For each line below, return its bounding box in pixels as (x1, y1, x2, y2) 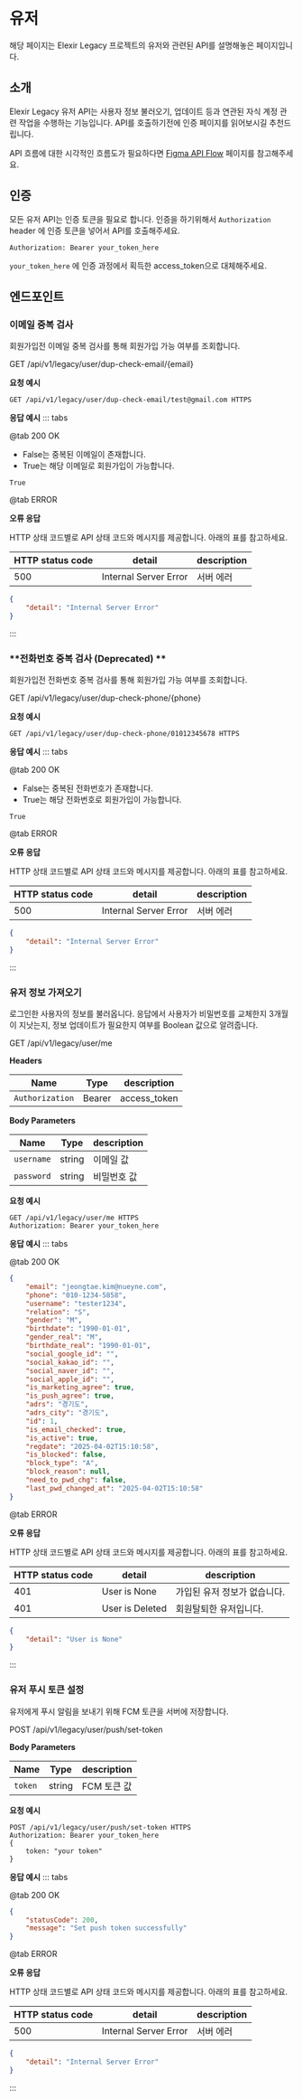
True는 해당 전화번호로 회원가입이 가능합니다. (22, 795, 182, 805)
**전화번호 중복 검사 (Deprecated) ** (9, 652, 167, 664)
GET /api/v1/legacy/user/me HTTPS (9, 1213, 140, 1223)
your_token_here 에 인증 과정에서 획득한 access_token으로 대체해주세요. (9, 259, 268, 271)
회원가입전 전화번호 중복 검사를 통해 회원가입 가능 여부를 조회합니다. (9, 674, 248, 685)
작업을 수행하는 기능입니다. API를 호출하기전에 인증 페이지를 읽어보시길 (18, 117, 268, 127)
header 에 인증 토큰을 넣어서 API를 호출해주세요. (9, 225, 180, 236)
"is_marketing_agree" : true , (25, 1383, 135, 1392)
